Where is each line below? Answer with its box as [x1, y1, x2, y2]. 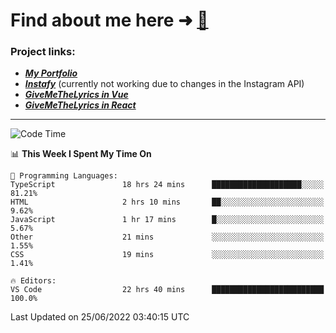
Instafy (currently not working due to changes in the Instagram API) [24, 78, 305, 90]
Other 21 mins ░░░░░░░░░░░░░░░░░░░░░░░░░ [10, 232, 325, 243]
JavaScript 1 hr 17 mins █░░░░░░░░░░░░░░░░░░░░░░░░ [10, 215, 325, 225]
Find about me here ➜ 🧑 [10, 9, 209, 32]
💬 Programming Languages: [10, 171, 118, 181]
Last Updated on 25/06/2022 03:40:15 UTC [10, 311, 190, 323]
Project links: [10, 45, 76, 59]
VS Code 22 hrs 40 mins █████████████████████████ [10, 285, 325, 295]
